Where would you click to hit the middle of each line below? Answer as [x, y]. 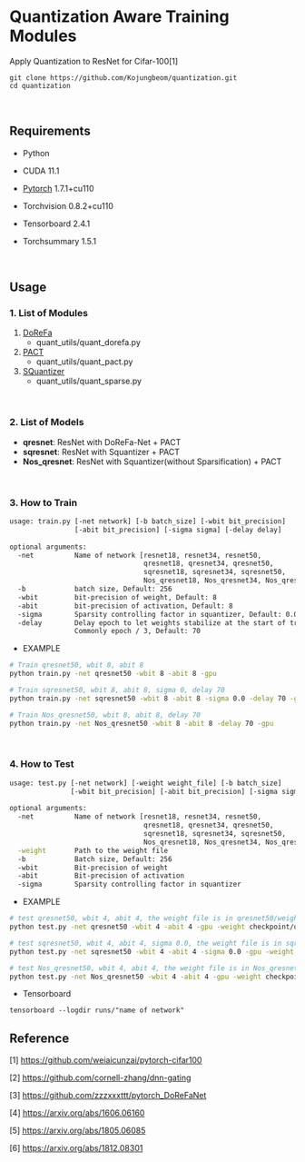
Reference [39, 1038]
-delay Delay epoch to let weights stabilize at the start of [152, 623]
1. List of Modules [49, 313]
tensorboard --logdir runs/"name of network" [97, 1010]
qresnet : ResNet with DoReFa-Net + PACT [102, 442]
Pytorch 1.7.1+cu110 [58, 188]
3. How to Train [44, 502]
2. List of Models [47, 422]
